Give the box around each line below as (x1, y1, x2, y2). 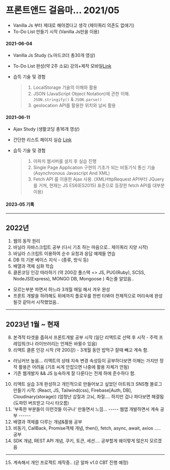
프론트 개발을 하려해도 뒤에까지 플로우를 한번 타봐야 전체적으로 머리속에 (13, 293, 153, 299)
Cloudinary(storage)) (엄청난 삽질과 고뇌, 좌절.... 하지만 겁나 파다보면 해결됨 (13, 394, 164, 400)
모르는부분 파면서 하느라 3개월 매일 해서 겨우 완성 (13, 286, 110, 292)
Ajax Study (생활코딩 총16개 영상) (13, 126, 80, 132)
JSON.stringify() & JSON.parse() (33, 96, 102, 102)
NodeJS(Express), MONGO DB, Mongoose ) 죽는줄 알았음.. (13, 276, 134, 282)
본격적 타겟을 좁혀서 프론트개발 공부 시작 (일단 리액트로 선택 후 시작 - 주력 (13, 334, 158, 340)
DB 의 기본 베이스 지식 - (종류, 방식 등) (13, 257, 89, 263)
